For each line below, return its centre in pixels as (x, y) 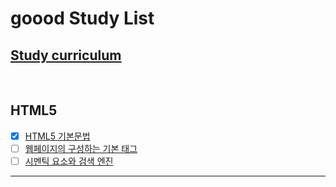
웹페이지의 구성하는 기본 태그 (81, 148)
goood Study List (82, 18)
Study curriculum (66, 55)
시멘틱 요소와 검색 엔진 (69, 161)
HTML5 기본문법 (57, 136)
